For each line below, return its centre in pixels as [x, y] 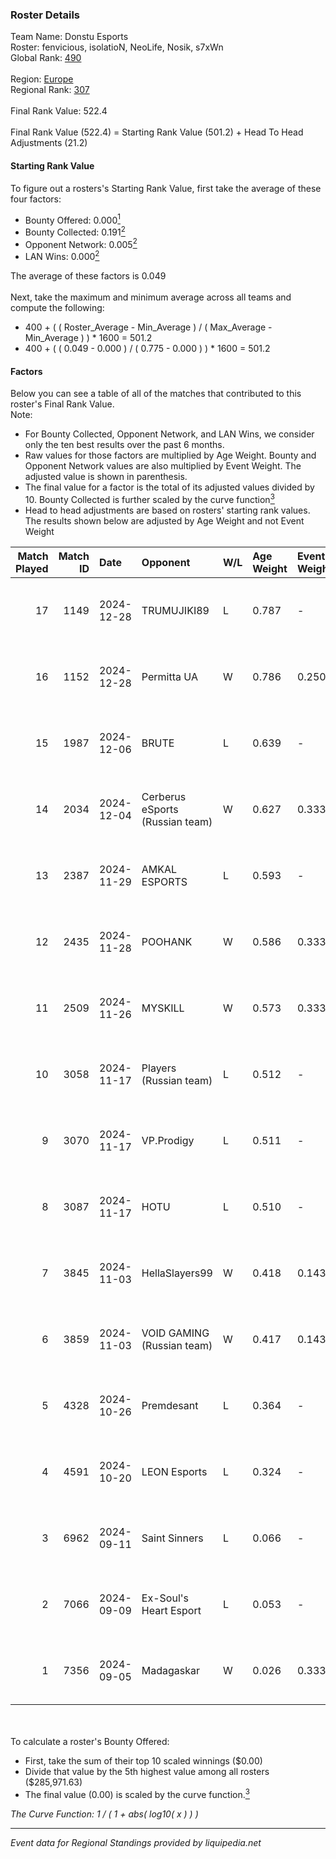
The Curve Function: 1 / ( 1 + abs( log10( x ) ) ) [104, 1814]
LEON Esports [174, 1471]
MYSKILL [163, 1008]
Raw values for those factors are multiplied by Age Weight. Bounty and [170, 455]
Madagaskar [171, 1670]
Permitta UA [169, 676]
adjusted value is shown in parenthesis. [106, 477]
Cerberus [164, 796]
